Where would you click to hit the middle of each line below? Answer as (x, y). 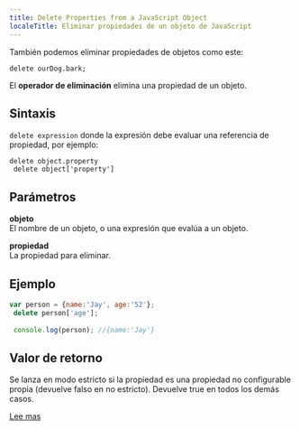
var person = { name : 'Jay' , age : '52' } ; (82, 304)
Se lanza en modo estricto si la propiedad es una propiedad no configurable (150, 379)
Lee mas (25, 416)
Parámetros (43, 196)
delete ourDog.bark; (48, 69)
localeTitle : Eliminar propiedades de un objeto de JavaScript (131, 26)
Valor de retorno (56, 358)
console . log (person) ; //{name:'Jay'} (84, 330)
